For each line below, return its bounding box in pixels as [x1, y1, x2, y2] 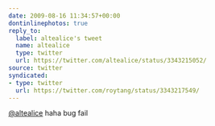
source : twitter [8, 64, 63, 72]
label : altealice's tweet [15, 34, 103, 43]
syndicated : [8, 71, 48, 79]
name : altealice [15, 42, 70, 50]
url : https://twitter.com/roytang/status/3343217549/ [15, 86, 200, 95]
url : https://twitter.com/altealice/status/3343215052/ [15, 57, 207, 65]
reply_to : [8, 26, 42, 35]
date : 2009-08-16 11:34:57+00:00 [8, 11, 121, 20]
